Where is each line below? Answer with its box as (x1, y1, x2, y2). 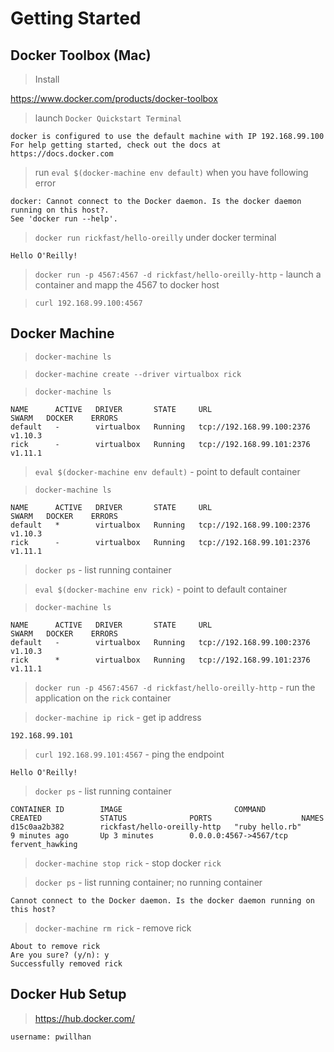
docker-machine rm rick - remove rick (34, 922, 192, 934)
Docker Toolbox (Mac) (10, 47, 152, 64)
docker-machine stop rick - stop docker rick (34, 857, 222, 869)
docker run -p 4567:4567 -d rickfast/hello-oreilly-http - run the (34, 681, 316, 693)
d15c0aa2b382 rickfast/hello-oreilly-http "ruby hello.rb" (10, 822, 302, 832)
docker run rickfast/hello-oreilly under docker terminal (34, 232, 277, 243)
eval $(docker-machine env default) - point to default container (34, 465, 301, 477)
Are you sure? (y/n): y (10, 950, 110, 960)
